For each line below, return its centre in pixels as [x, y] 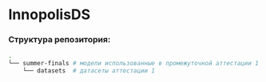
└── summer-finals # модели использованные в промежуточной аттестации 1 [134, 64]
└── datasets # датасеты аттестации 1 [89, 71]
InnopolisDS [50, 15]
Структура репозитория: [60, 40]
